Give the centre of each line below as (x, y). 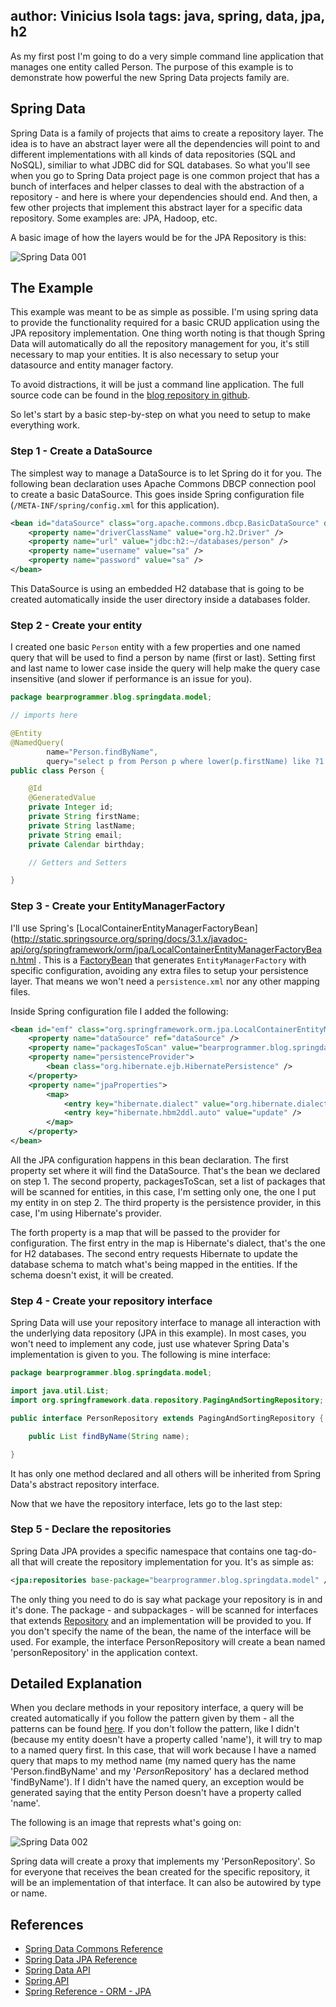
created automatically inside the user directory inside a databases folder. (160, 599)
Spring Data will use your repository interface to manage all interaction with (166, 1323)
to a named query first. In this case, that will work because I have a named (163, 1750)
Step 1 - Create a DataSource (81, 451)
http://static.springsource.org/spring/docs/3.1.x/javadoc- (130, 938)
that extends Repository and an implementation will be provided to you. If (161, 1620)
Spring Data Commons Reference (94, 1949)
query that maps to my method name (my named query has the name (153, 1761)
